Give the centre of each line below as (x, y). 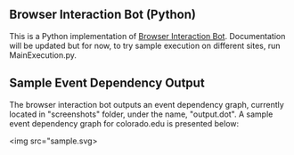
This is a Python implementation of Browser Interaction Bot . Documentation (147, 36)
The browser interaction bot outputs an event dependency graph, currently (147, 104)
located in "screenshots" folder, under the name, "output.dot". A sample (141, 114)
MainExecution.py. (43, 55)
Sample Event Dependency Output (107, 83)
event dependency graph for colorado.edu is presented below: (124, 123)
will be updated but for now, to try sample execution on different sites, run (145, 45)
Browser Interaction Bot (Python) (102, 15)
